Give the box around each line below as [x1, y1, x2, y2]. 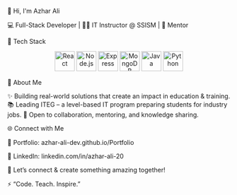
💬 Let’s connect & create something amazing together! [7, 166, 166, 174]
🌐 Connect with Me [7, 124, 64, 132]
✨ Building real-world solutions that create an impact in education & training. [7, 92, 231, 100]
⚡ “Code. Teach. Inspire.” [7, 180, 81, 188]
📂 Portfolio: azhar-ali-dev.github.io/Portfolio [7, 138, 134, 146]
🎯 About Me [7, 78, 42, 86]
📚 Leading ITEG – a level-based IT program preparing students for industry [7, 100, 228, 109]
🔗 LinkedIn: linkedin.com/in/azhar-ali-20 [7, 152, 124, 160]
